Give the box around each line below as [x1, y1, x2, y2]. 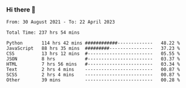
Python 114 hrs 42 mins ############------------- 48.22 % [6, 40, 181, 46]
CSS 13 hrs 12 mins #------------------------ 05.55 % [6, 51, 181, 57]
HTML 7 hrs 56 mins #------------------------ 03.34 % [6, 61, 181, 68]
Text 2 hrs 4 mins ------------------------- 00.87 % [6, 66, 181, 73]
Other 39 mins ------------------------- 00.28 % [6, 77, 181, 83]
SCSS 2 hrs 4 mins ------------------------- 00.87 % [6, 72, 181, 78]
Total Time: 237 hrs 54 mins [6, 30, 80, 36]
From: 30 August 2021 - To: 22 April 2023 [6, 19, 115, 25]
